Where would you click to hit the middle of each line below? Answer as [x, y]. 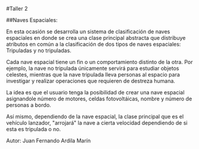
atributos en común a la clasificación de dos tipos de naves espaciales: [94, 44]
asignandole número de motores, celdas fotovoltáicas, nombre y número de [99, 99]
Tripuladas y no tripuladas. [39, 50]
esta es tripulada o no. [34, 129]
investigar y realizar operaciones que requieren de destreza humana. [91, 81]
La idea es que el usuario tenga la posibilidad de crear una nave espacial [95, 92]
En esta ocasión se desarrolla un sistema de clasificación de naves [88, 31]
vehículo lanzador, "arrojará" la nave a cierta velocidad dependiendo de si [97, 123]
